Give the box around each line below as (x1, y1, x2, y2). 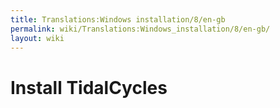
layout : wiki (10, 33, 65, 43)
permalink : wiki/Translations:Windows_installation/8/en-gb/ (10, 24, 271, 34)
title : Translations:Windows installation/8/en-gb (10, 14, 226, 25)
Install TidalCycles (10, 76, 168, 99)
